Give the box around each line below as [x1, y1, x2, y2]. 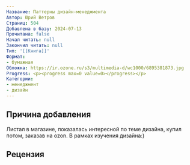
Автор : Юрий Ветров [6, 14, 55, 20]
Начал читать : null [6, 37, 55, 43]
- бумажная [6, 59, 34, 65]
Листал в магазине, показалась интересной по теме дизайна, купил [6, 125, 182, 132]
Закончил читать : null [6, 43, 63, 49]
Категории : [6, 76, 34, 82]
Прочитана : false [6, 31, 50, 37]
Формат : [6, 54, 26, 60]
